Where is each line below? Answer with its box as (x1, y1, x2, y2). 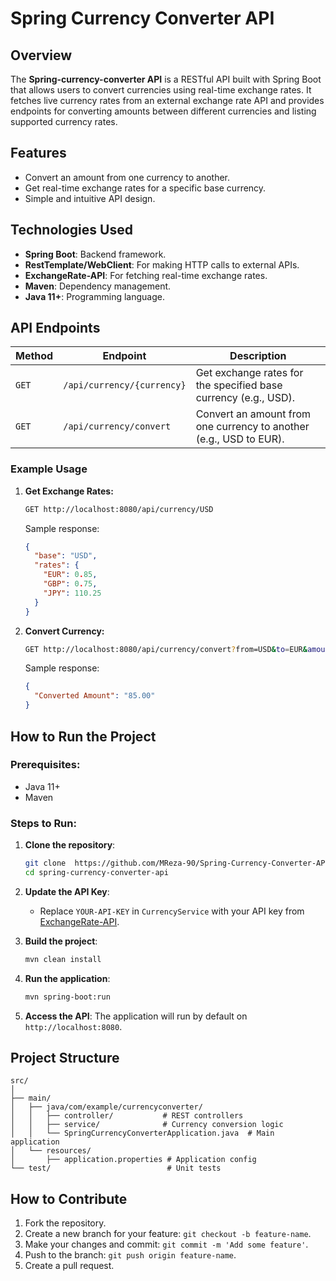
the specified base (195, 378, 283, 392)
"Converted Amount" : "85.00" (34, 691, 156, 701)
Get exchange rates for (195, 366, 304, 380)
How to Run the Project (10, 728, 157, 745)
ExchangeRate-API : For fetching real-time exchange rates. (24, 269, 268, 281)
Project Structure (10, 1049, 120, 1066)
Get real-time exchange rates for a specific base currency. (24, 182, 267, 194)
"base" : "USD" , (34, 551, 98, 561)
